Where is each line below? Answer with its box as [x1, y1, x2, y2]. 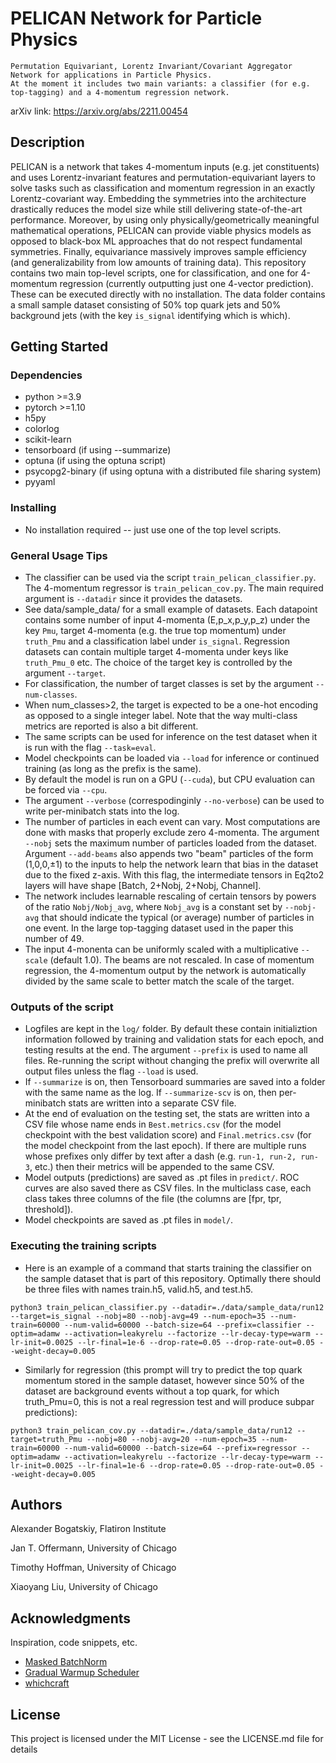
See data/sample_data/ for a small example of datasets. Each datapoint [24, 603, 318, 616]
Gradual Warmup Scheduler [24, 1667, 140, 1679]
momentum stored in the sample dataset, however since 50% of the [24, 1374, 305, 1386]
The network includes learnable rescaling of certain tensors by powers [24, 890, 317, 902]
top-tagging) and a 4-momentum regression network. [10, 87, 230, 97]
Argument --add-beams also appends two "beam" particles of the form [24, 848, 314, 860]
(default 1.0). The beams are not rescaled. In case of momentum [49, 954, 315, 966]
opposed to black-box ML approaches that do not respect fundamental [10, 235, 303, 247]
